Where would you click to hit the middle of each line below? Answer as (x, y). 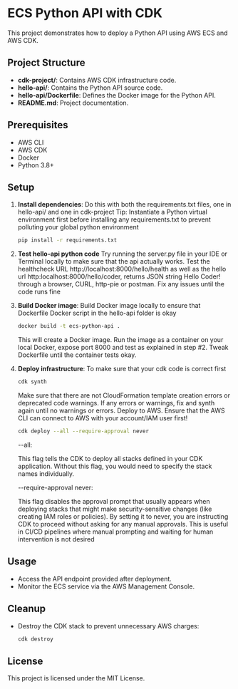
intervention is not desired (56, 539)
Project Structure (46, 63)
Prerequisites (38, 125)
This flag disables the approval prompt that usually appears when (114, 501)
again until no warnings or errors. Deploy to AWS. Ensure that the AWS (121, 410)
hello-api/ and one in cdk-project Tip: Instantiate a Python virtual (113, 212)
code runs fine (39, 292)
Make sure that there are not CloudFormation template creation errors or (124, 395)
